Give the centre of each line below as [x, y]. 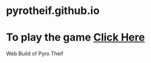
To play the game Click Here [75, 38]
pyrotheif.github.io [53, 11]
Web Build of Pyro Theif [35, 54]
